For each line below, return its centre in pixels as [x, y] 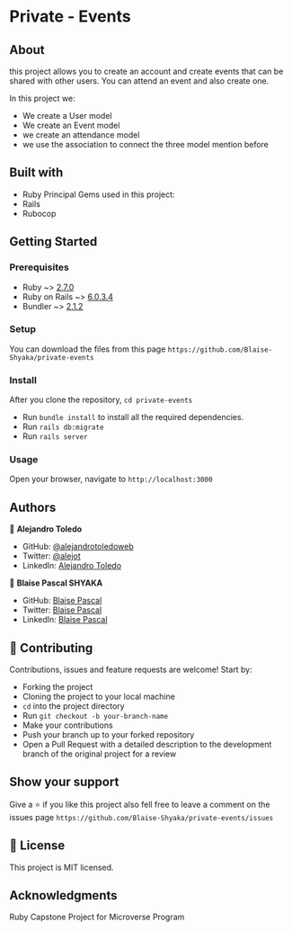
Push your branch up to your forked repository [108, 735]
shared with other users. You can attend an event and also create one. [139, 81]
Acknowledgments [64, 895]
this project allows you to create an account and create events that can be [146, 71]
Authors [33, 507]
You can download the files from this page [88, 349]
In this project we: [43, 98]
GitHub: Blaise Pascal [62, 601]
